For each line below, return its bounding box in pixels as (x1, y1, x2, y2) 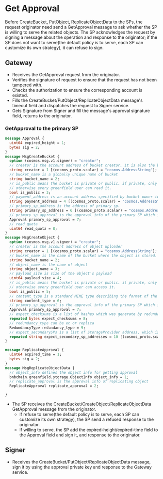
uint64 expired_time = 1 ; (9, 352, 62, 357)
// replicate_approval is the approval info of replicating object (9, 379, 149, 384)
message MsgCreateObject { (5, 235, 60, 240)
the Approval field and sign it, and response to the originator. (19, 432, 141, 438)
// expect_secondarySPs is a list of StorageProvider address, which (9, 330, 153, 335)
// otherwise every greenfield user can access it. (9, 285, 116, 289)
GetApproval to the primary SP (5, 125, 79, 131)
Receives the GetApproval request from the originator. (12, 71, 120, 78)
